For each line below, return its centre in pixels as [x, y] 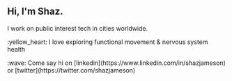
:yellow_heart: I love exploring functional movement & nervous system [108, 42]
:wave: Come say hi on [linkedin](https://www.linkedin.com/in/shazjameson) [117, 63]
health [16, 49]
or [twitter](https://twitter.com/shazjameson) [71, 70]
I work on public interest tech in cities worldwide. [78, 28]
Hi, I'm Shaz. [35, 12]
